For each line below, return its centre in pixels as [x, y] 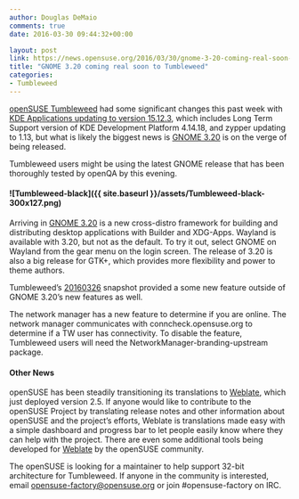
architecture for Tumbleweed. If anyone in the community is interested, [139, 476]
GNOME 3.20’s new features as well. [76, 297]
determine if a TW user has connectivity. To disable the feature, [126, 333]
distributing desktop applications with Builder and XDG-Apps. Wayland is [143, 232]
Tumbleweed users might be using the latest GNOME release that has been [147, 164]
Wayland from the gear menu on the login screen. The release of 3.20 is [141, 251]
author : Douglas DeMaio [53, 17]
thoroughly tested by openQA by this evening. [93, 173]
